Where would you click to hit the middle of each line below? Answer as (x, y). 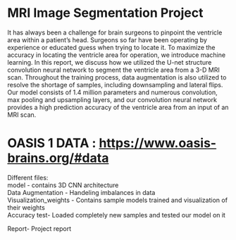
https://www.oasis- (157, 143)
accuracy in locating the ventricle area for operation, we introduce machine (117, 55)
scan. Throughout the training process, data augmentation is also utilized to (117, 77)
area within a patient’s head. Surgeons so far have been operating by (107, 39)
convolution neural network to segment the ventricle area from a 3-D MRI (113, 70)
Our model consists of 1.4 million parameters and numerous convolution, (112, 92)
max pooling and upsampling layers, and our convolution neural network (112, 99)
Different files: (28, 177)
